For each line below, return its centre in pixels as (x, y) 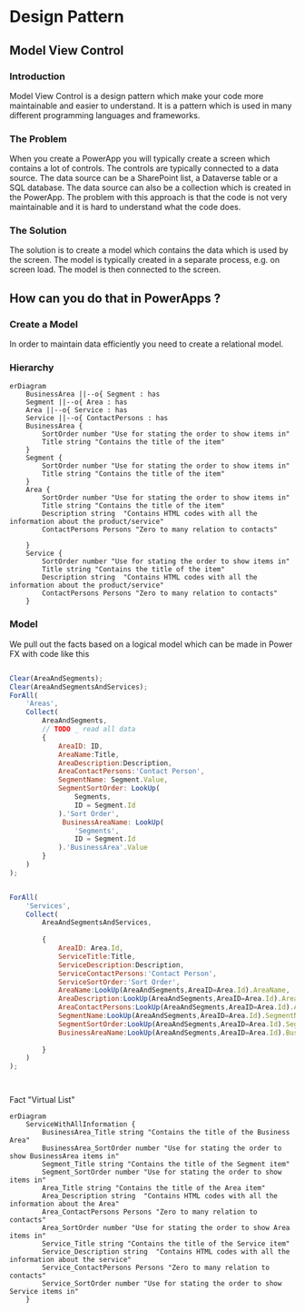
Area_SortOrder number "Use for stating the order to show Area (166, 1228)
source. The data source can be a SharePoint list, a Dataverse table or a (144, 178)
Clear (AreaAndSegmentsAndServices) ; (79, 687)
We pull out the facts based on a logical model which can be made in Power (151, 644)
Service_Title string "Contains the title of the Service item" (166, 1244)
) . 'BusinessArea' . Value (103, 848)
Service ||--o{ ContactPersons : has (97, 419)
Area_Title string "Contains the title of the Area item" (154, 1188)
